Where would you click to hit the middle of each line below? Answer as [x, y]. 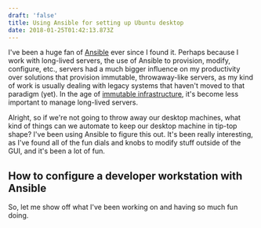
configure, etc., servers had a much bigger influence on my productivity [124, 69]
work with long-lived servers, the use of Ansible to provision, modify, [120, 61]
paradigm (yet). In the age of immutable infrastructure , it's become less [123, 94]
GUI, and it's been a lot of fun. [57, 151]
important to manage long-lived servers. [73, 102]
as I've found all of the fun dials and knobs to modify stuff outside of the [125, 143]
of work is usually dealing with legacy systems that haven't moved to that [127, 86]
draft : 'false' [33, 15]
